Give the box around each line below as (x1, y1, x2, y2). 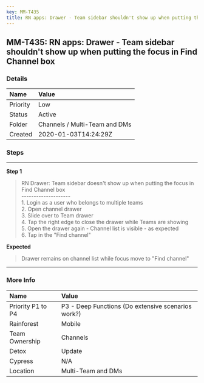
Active (38, 110, 56, 119)
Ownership (9, 337, 41, 345)
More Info (6, 276, 36, 284)
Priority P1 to (9, 302, 47, 311)
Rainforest (9, 319, 39, 328)
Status (9, 110, 28, 119)
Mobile (61, 319, 81, 328)
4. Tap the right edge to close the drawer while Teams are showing (21, 219, 189, 226)
